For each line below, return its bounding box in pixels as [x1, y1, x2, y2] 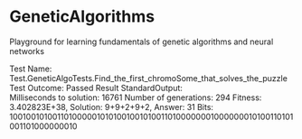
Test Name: [9, 63, 52, 74]
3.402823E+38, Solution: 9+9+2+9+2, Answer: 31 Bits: [9, 101, 214, 112]
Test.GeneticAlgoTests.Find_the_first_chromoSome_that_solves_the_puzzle [9, 72, 288, 83]
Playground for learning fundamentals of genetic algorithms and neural [9, 36, 274, 47]
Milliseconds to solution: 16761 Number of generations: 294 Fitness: [9, 92, 262, 103]
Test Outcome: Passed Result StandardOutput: [9, 82, 184, 93]
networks [9, 45, 45, 56]
